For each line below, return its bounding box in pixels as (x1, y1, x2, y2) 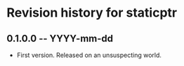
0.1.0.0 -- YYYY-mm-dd (6, 33, 114, 44)
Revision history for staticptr (6, 5, 177, 21)
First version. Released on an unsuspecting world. (16, 51, 162, 59)
